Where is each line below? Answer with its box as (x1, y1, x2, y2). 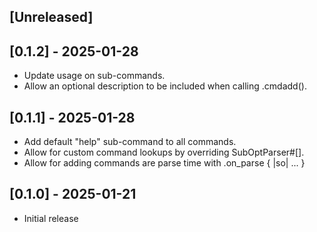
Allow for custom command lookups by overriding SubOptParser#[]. (23, 146, 305, 159)
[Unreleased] (9, 9, 94, 26)
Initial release (23, 212, 79, 224)
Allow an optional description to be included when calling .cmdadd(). (23, 80, 307, 92)
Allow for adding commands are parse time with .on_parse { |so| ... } (23, 157, 306, 169)
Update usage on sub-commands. (23, 70, 166, 82)
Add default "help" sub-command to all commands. (23, 136, 237, 148)
